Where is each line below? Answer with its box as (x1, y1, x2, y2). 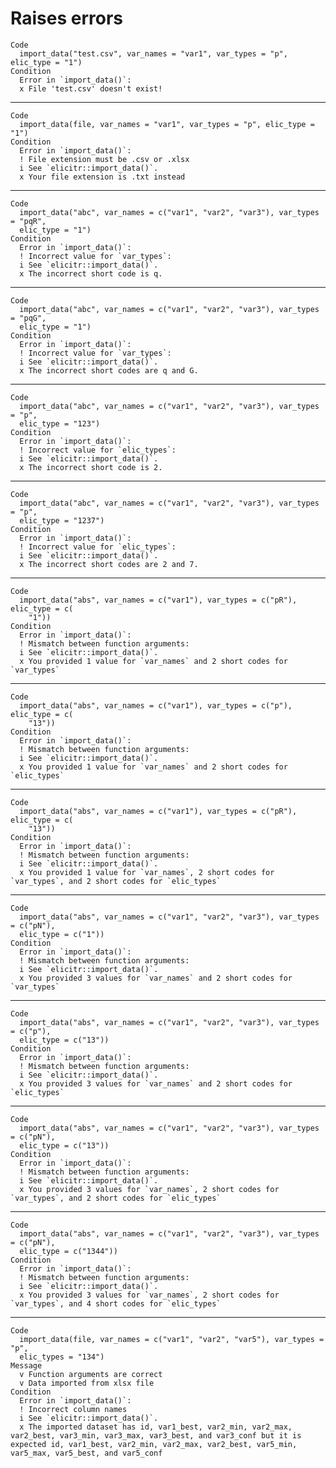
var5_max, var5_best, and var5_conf (10, 1448, 163, 1458)
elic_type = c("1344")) (19, 1246, 118, 1256)
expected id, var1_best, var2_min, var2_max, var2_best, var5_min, (10, 1439, 298, 1449)
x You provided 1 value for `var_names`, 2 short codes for (19, 867, 275, 877)
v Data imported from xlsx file (19, 1378, 155, 1388)
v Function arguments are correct (19, 1369, 163, 1379)
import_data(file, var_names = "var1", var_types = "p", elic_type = (19, 119, 315, 129)
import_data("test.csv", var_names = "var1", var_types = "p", (19, 48, 288, 59)
